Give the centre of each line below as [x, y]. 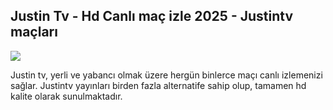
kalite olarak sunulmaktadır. [66, 96]
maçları [34, 32]
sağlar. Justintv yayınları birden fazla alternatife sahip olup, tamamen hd [158, 85]
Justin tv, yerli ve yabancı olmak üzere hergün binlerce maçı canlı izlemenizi [166, 75]
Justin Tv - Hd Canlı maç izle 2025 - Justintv [151, 16]
